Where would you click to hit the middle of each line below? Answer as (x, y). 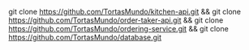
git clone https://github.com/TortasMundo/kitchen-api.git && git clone (125, 12)
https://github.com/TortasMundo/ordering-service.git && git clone (118, 29)
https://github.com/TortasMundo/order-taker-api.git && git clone (116, 20)
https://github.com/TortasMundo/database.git (85, 37)
